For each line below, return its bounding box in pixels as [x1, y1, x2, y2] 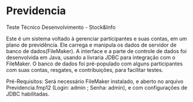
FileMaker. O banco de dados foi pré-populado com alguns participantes [6, 60, 183, 67]
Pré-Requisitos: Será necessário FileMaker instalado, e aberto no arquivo [6, 78, 184, 85]
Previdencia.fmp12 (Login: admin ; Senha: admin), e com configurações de [6, 84, 188, 91]
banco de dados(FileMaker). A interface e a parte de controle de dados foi [6, 47, 187, 54]
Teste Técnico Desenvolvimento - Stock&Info [6, 24, 116, 31]
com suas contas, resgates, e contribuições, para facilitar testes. [6, 66, 163, 73]
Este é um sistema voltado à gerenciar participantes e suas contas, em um [6, 35, 187, 42]
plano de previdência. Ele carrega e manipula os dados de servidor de [6, 41, 177, 48]
